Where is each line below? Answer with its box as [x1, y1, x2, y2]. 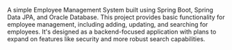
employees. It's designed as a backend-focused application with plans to [7, 27, 217, 36]
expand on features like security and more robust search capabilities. [7, 35, 206, 43]
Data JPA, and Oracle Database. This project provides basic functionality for [7, 13, 226, 21]
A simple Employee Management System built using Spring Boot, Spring [7, 6, 214, 14]
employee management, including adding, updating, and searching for [7, 21, 208, 28]
